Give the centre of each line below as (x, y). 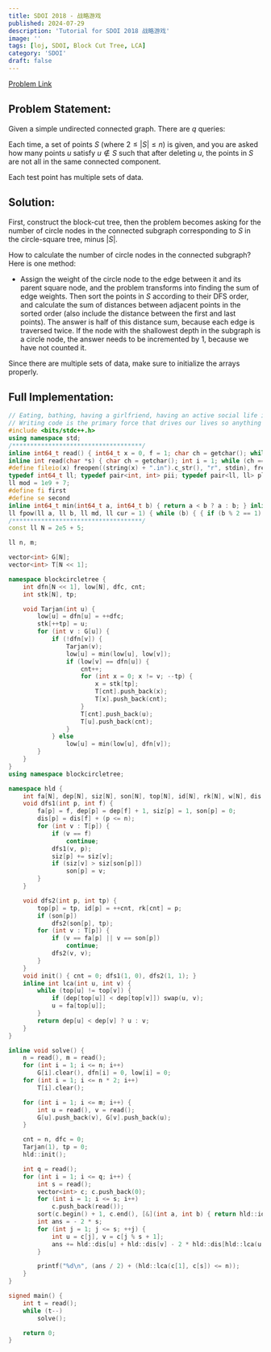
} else (63, 737)
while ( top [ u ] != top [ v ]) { (84, 991)
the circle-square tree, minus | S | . (63, 239)
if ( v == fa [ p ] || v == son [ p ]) (106, 938)
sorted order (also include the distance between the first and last (128, 313)
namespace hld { (35, 789)
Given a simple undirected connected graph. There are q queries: (117, 128)
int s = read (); (65, 1184)
